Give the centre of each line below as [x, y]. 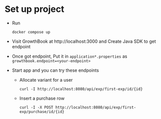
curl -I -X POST [36, 107]
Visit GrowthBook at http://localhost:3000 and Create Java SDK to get [84, 41]
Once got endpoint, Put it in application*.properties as [69, 56]
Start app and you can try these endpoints [55, 70]
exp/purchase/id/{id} [42, 112]
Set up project [34, 9]
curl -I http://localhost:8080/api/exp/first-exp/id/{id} [81, 89]
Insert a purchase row [42, 98]
